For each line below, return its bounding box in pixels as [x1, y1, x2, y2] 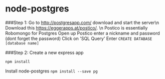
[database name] [5, 40, 39, 45]
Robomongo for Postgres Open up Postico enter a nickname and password [5, 30, 160, 36]
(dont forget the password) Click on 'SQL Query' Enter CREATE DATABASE [5, 35, 152, 41]
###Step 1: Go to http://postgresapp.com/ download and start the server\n [5, 19, 159, 25]
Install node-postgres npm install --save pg [5, 68, 98, 74]
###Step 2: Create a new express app [5, 49, 84, 55]
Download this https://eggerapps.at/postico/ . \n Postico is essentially [5, 24, 148, 30]
